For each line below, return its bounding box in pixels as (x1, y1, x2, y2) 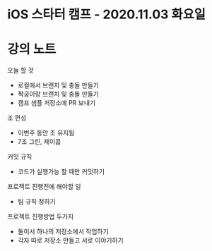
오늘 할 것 (7, 66, 34, 75)
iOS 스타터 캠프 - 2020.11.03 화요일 (7, 6, 206, 23)
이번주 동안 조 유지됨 (17, 128, 75, 137)
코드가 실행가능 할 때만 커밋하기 (17, 167, 105, 176)
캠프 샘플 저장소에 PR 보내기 (17, 99, 96, 107)
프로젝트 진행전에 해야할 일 (7, 183, 81, 191)
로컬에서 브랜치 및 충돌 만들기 (17, 81, 99, 90)
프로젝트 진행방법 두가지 (7, 212, 74, 221)
